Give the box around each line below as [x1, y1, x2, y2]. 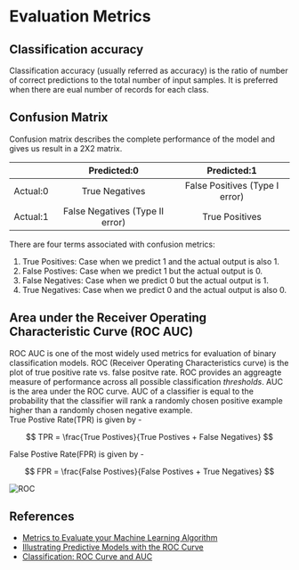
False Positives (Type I [185, 179, 279, 191]
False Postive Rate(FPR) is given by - [9, 448, 144, 460]
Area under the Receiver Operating [9, 310, 207, 326]
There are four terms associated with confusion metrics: [9, 239, 215, 249]
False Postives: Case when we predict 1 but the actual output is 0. [21, 265, 263, 276]
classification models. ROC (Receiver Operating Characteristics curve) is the [9, 357, 289, 368]
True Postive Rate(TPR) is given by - [9, 414, 142, 425]
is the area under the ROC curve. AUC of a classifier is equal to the [9, 386, 254, 396]
